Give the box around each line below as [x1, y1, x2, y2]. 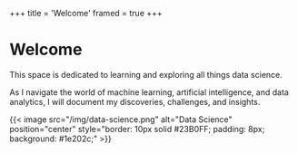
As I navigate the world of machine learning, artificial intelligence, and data [9, 86, 289, 98]
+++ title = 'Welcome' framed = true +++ [9, 8, 164, 18]
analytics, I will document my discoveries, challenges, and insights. [9, 96, 261, 107]
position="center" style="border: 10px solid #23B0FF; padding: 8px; [9, 123, 265, 134]
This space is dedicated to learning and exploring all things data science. [9, 69, 283, 80]
